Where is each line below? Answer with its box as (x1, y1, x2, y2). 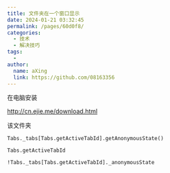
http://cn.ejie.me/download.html (7, 107, 98, 115)
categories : (7, 29, 41, 36)
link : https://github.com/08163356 (13, 73, 115, 81)
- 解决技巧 (13, 42, 40, 49)
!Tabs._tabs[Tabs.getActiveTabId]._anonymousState (7, 159, 155, 166)
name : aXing (13, 67, 48, 74)
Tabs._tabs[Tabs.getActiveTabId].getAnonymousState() (7, 135, 165, 142)
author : (7, 61, 29, 68)
